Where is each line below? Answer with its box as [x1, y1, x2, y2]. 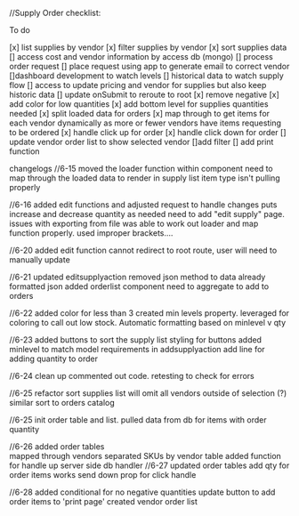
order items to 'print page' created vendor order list [9, 496, 198, 506]
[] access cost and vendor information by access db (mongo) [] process [9, 52, 273, 61]
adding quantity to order [9, 353, 99, 364]
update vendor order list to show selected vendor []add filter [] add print [9, 137, 274, 147]
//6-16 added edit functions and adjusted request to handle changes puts [9, 199, 278, 210]
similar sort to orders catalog [9, 398, 116, 407]
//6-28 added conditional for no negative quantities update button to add [9, 487, 276, 497]
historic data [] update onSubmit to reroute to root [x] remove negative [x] [9, 89, 279, 100]
